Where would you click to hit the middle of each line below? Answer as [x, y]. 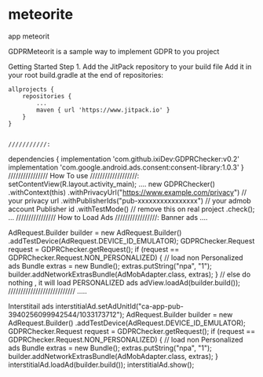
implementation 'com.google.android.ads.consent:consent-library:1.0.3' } [126, 167]
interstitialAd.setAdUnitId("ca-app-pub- [120, 306]
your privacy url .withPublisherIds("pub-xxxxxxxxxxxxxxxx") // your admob [130, 200]
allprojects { [31, 89]
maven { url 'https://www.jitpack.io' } [103, 110]
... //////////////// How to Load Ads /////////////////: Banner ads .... [108, 217]
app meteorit [29, 36]
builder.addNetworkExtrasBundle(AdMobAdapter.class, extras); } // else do [130, 274]
